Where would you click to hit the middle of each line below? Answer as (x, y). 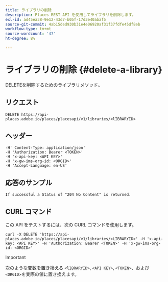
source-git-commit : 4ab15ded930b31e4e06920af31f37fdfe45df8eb (73, 24)
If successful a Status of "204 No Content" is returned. (68, 195)
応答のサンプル (29, 182)
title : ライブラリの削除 (29, 10)
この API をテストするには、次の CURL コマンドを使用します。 (71, 225)
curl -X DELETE (21, 235)
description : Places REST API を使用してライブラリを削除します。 (71, 15)
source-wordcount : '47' (31, 34)
